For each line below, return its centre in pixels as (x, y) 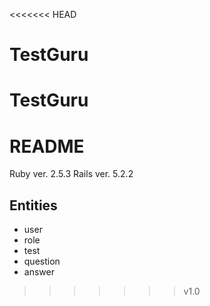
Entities (33, 205)
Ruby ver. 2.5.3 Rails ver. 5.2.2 (71, 174)
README (47, 146)
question (42, 261)
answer (39, 272)
